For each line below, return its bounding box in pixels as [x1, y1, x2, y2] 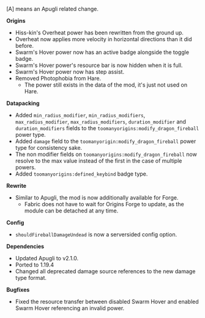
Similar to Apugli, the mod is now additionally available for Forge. [15, 194, 179, 201]
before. [15, 42, 34, 49]
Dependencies [6, 242, 45, 250]
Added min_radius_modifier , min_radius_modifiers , [15, 112, 146, 118]
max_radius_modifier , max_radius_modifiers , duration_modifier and [15, 118, 187, 125]
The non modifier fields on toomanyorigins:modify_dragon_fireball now [15, 150, 197, 158]
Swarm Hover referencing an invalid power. [15, 304, 125, 312]
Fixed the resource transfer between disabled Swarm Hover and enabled [15, 298, 199, 305]
